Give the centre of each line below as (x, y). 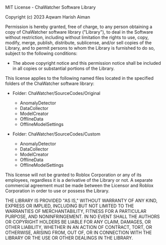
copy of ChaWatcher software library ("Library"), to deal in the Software (79, 32)
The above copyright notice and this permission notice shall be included (87, 63)
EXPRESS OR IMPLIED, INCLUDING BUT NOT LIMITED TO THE (69, 206)
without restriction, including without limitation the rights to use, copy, (77, 37)
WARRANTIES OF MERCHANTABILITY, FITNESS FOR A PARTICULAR (76, 211)
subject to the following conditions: (41, 53)
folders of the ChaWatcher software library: (50, 83)
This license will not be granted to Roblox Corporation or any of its (73, 175)
